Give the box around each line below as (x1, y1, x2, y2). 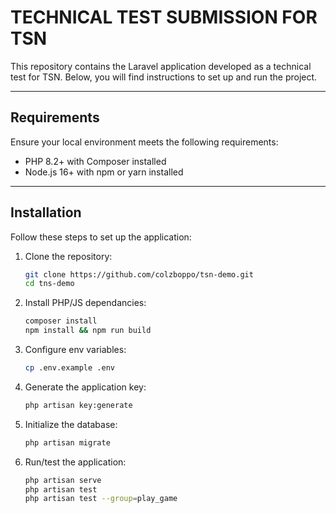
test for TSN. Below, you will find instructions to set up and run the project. (10, 71, 318, 83)
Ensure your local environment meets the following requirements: (10, 136, 279, 148)
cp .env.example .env (24, 363, 115, 373)
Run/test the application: (24, 456, 127, 468)
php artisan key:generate (24, 400, 133, 410)
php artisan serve (24, 475, 102, 485)
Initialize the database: (24, 418, 118, 430)
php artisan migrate (24, 437, 111, 448)
